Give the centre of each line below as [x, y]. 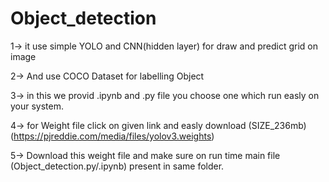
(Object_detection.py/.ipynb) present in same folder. [117, 166]
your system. [37, 106]
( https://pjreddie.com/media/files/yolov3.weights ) [112, 136]
